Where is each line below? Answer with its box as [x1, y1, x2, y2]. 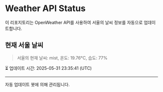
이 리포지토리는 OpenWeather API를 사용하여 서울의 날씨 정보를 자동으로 [5, 19, 143, 25]
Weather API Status [5, 3, 86, 14]
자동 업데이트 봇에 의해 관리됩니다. [5, 81, 70, 87]
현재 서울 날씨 [5, 41, 44, 49]
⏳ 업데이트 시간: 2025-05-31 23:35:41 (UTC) [5, 65, 92, 71]
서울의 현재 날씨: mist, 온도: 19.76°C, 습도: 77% [16, 55, 108, 61]
